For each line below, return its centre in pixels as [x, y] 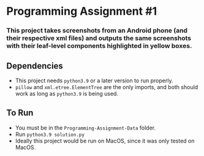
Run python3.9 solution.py [50, 134]
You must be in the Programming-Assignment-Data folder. [85, 128]
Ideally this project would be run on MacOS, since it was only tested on [105, 141]
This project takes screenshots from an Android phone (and [97, 31]
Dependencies [35, 66]
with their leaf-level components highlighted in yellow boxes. [99, 46]
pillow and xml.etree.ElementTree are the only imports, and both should [107, 87]
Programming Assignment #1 [82, 11]
